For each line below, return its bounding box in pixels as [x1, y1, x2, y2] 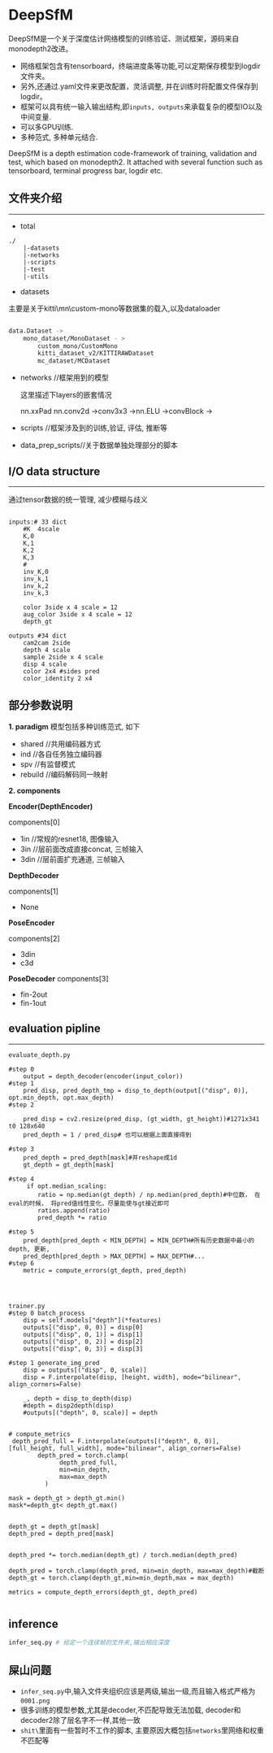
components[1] [8, 886, 59, 896]
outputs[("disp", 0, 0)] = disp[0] [23, 1323, 144, 1331]
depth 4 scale [23, 646, 71, 654]
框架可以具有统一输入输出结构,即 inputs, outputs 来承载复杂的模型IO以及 [19, 102, 262, 111]
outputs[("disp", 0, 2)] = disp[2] [23, 1338, 144, 1346]
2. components [8, 785, 61, 795]
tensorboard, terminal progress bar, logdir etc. [8, 165, 163, 176]
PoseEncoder [8, 917, 55, 928]
